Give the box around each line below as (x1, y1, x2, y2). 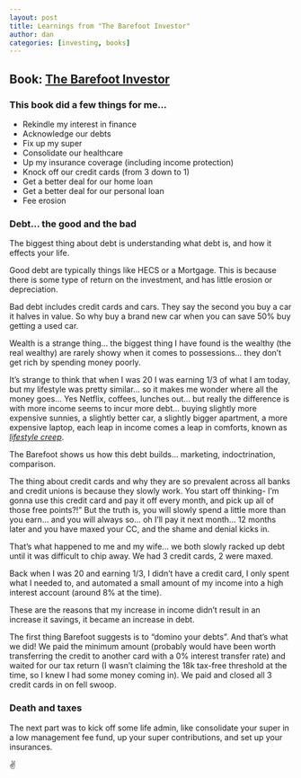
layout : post (9, 13, 58, 22)
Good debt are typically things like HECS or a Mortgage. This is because (9, 265, 277, 276)
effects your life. (9, 248, 70, 259)
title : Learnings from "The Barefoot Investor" (9, 22, 191, 31)
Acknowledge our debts (22, 128, 111, 139)
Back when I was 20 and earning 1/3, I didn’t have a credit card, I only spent (9, 568, 290, 579)
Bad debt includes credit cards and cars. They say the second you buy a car (9, 302, 292, 313)
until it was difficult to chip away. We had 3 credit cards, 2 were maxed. (9, 551, 274, 561)
